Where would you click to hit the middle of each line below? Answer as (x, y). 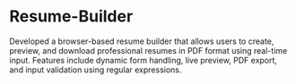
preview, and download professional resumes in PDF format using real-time (148, 50)
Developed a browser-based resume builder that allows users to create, (142, 41)
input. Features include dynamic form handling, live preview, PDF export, (144, 60)
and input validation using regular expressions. (96, 70)
